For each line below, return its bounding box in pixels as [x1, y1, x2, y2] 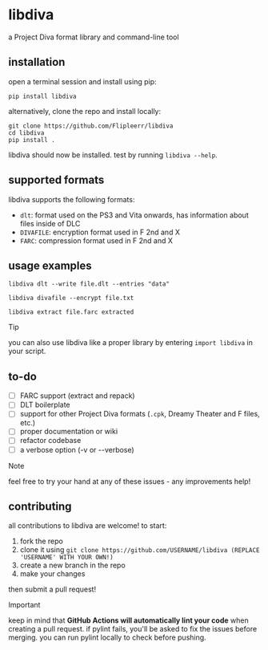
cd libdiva [8, 128, 45, 137]
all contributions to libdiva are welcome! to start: [8, 521, 167, 530]
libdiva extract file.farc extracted [8, 308, 134, 316]
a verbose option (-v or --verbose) [19, 445, 134, 454]
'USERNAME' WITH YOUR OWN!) [19, 554, 114, 562]
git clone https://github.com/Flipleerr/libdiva [8, 122, 174, 130]
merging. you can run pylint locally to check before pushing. [8, 632, 206, 643]
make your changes [19, 569, 86, 579]
